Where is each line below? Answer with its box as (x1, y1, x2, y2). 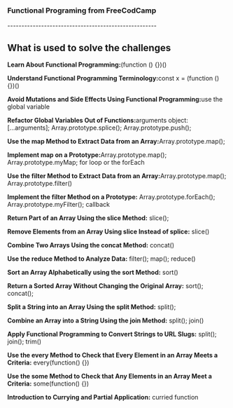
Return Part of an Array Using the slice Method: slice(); (7, 214, 169, 222)
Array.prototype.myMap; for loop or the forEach (7, 158, 145, 167)
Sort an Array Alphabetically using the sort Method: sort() (7, 268, 178, 277)
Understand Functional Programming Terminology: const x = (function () (7, 74, 220, 83)
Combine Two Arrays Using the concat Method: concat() (7, 241, 175, 250)
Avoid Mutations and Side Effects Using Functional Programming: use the (7, 95, 223, 104)
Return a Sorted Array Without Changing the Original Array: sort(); (7, 282, 204, 290)
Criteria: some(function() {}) (7, 379, 90, 388)
